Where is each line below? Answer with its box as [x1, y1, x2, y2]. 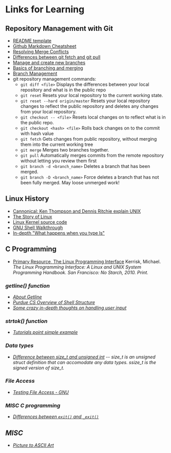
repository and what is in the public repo [20, 87, 106, 93]
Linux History [5, 194, 49, 203]
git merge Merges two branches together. [20, 147, 109, 153]
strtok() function [5, 317, 48, 325]
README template [12, 37, 52, 44]
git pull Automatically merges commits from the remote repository [20, 153, 164, 158]
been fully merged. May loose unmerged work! [20, 180, 120, 185]
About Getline [12, 294, 42, 300]
